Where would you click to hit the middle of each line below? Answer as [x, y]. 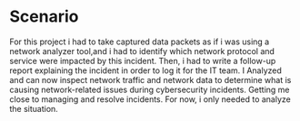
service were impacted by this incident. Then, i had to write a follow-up [143, 60]
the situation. [34, 108]
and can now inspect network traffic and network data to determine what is [150, 79]
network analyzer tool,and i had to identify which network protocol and [142, 51]
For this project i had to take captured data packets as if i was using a [140, 42]
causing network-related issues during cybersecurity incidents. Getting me [150, 89]
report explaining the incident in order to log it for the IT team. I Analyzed [145, 70]
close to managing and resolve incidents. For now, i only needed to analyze [150, 99]
